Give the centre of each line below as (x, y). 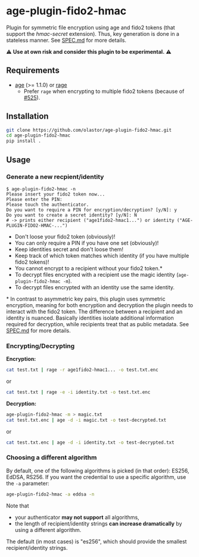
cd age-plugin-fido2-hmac (38, 135)
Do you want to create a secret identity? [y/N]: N (71, 215)
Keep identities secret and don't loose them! (69, 249)
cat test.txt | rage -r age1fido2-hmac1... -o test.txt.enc (83, 370)
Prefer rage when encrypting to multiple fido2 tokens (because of (104, 91)
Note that (18, 506)
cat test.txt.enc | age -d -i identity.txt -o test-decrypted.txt (90, 442)
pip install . (24, 141)
